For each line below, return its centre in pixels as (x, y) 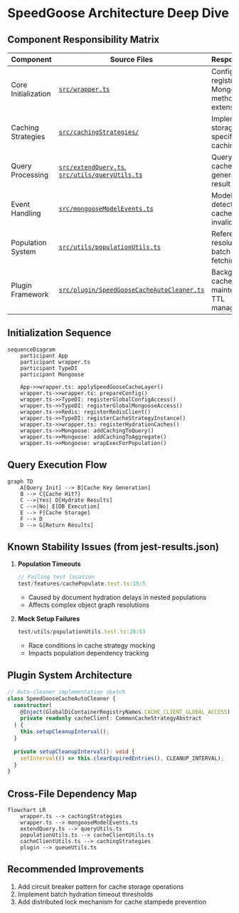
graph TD (20, 481)
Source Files (132, 60)
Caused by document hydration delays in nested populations (117, 598)
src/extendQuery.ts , (92, 167)
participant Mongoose (52, 374)
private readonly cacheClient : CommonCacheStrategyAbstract (111, 718)
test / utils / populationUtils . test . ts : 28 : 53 (81, 632)
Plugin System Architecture (70, 675)
